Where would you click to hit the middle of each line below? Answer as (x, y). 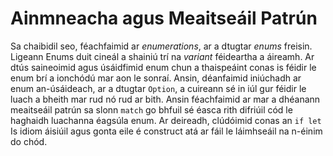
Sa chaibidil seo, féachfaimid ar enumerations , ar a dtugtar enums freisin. (161, 46)
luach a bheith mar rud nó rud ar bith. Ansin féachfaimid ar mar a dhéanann (165, 99)
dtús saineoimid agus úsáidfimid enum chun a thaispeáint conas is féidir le (163, 67)
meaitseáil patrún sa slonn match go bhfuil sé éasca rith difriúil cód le (151, 109)
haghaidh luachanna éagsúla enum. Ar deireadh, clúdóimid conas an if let (166, 120)
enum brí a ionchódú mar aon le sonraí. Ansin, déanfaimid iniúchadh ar (156, 78)
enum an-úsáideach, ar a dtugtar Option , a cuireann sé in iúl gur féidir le (158, 88)
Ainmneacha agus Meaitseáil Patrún (164, 18)
